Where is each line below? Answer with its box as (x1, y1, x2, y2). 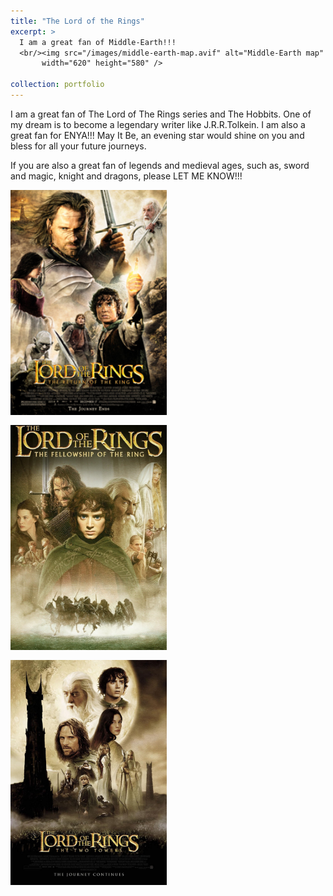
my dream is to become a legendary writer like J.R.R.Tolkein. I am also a (10, 118, 306, 130)
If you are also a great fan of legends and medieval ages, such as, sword (10, 159, 310, 171)
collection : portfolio (10, 80, 105, 90)
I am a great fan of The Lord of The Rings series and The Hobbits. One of (10, 108, 312, 120)
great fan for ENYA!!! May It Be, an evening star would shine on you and (10, 129, 305, 141)
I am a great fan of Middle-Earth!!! (19, 37, 177, 47)
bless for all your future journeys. (10, 140, 147, 152)
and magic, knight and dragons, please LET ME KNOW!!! (10, 170, 243, 182)
